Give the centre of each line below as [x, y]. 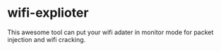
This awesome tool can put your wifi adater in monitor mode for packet [110, 32]
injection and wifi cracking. [47, 39]
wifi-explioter [48, 13]
